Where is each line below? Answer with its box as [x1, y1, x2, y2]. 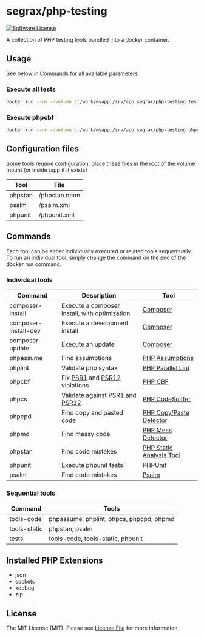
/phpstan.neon [38, 191, 81, 199]
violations [61, 381, 89, 390]
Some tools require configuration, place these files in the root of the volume [6, 160, 195, 167]
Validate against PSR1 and [61, 391, 137, 400]
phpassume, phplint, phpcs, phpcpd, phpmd [48, 515, 175, 523]
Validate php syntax [61, 364, 118, 372]
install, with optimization [61, 309, 131, 318]
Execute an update [61, 340, 115, 349]
